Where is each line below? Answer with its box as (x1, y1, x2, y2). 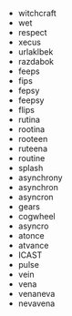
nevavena (17, 298, 56, 309)
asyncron (17, 191, 54, 202)
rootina (17, 124, 46, 135)
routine (17, 153, 46, 163)
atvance (17, 240, 49, 250)
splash (17, 163, 44, 173)
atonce (17, 230, 45, 240)
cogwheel (17, 211, 57, 221)
